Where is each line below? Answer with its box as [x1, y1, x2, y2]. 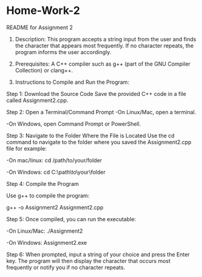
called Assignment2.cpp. [6, 97, 69, 104]
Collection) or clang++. [15, 66, 73, 74]
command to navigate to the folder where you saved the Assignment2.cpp [6, 138, 192, 146]
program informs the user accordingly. [15, 48, 112, 55]
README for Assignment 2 [6, 24, 73, 31]
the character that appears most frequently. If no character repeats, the [15, 42, 194, 49]
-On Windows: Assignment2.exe [6, 239, 87, 246]
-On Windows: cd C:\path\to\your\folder [6, 168, 106, 176]
